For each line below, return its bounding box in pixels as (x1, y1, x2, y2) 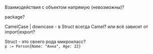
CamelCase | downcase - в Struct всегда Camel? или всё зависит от (4, 23, 148, 29)
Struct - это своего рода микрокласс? (4, 38, 86, 44)
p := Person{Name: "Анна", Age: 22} (4, 44, 81, 49)
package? (4, 14, 25, 19)
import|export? (4, 29, 35, 34)
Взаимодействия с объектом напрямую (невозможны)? (4, 4, 124, 10)
